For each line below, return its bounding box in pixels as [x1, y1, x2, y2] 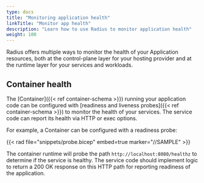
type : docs [6, 9, 34, 15]
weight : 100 [6, 32, 37, 38]
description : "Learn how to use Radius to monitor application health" [6, 26, 192, 32]
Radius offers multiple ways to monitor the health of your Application [6, 48, 178, 56]
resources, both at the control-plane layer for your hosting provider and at [6, 55, 192, 62]
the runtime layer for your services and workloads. [6, 62, 133, 69]
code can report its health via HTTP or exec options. [6, 114, 138, 122]
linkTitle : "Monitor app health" [6, 20, 91, 26]
